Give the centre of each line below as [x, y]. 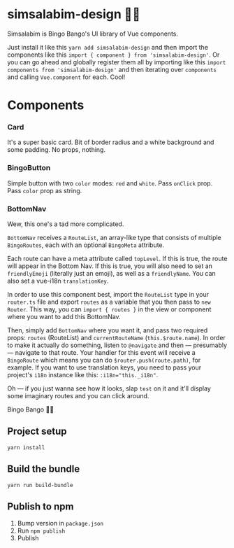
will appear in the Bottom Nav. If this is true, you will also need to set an [110, 266]
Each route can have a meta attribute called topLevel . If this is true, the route [117, 259]
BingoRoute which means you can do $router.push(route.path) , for [104, 360]
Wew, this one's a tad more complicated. [66, 224]
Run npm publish [41, 531]
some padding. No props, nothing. [57, 150]
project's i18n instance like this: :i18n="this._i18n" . [83, 375]
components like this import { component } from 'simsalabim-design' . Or [114, 55]
